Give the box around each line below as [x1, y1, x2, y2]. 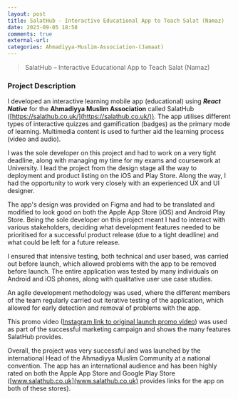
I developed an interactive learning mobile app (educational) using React [7, 97, 221, 105]
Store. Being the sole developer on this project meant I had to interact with [7, 215, 226, 224]
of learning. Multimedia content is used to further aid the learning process [7, 128, 224, 136]
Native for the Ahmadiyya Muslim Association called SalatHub [7, 105, 195, 113]
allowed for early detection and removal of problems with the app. [7, 304, 201, 312]
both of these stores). [7, 384, 71, 393]
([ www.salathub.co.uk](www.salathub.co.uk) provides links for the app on [7, 377, 224, 385]
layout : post [7, 10, 46, 18]
